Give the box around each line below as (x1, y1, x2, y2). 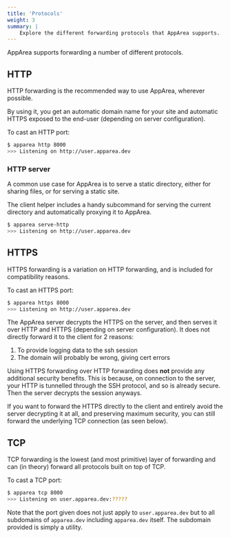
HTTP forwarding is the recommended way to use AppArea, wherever (7, 87, 205, 95)
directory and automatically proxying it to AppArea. (7, 208, 151, 216)
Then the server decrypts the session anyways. (7, 389, 143, 397)
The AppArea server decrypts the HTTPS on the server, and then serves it (7, 318, 217, 327)
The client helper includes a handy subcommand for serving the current (7, 201, 211, 209)
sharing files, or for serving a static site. (7, 187, 120, 195)
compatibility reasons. (7, 272, 70, 280)
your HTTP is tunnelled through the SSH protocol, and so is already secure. (7, 381, 220, 390)
